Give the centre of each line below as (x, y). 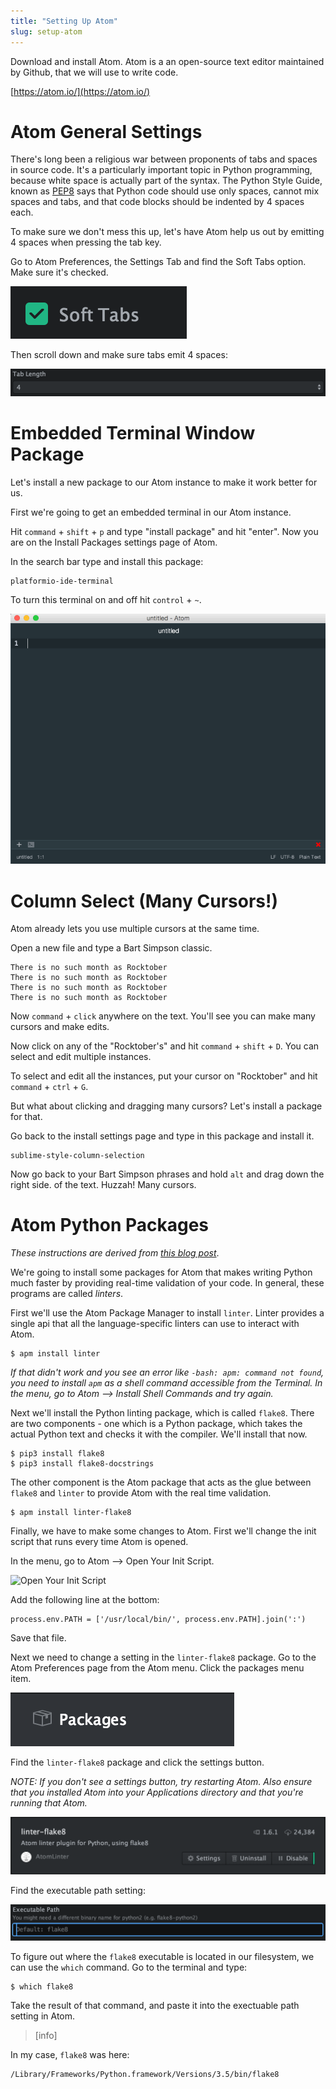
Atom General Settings (106, 131)
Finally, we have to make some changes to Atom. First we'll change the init (163, 1531)
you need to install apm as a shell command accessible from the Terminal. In (166, 1383)
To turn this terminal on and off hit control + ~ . (106, 599)
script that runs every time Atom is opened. (99, 1542)
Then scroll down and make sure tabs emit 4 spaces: (119, 355)
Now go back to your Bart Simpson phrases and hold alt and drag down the (167, 1174)
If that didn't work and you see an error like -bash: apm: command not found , (167, 1372)
